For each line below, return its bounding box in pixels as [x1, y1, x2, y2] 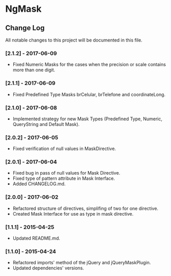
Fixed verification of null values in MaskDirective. [12, 145, 116, 152]
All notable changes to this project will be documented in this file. [5, 37, 143, 43]
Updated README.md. [12, 235, 60, 241]
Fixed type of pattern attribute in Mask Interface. [12, 175, 115, 182]
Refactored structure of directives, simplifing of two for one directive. [12, 205, 159, 211]
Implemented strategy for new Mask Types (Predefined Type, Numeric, [12, 116, 162, 122]
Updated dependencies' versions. [12, 265, 84, 271]
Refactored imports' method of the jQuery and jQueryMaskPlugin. [12, 260, 151, 266]
